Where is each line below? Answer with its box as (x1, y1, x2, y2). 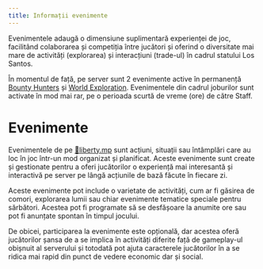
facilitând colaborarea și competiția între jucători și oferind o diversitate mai (8, 41, 254, 52)
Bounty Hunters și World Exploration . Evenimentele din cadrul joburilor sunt (8, 83, 254, 92)
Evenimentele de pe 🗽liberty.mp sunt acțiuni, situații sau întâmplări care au (8, 144, 251, 155)
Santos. (8, 59, 33, 68)
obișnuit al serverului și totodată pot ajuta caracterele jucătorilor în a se (8, 243, 240, 252)
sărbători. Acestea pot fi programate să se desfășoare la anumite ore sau (8, 202, 247, 212)
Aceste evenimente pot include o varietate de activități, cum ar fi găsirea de (8, 186, 255, 195)
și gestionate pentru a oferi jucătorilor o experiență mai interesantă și (8, 162, 234, 171)
